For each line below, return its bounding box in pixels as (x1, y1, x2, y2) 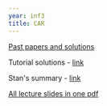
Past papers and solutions (8, 41, 95, 51)
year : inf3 (8, 11, 45, 20)
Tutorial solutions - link (8, 57, 84, 67)
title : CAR (8, 19, 45, 28)
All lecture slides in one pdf (8, 88, 99, 98)
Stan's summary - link (8, 73, 81, 83)
